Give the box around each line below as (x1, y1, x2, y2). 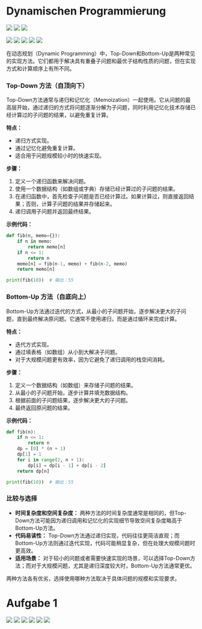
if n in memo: (17, 238, 52, 245)
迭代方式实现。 (14, 341, 52, 348)
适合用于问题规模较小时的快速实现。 (14, 152, 105, 159)
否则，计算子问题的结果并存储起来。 (25, 200, 115, 207)
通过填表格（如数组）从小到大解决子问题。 (14, 348, 121, 355)
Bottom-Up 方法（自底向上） (6, 292, 90, 301)
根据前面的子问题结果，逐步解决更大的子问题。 (14, 396, 131, 403)
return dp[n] (17, 468, 50, 474)
